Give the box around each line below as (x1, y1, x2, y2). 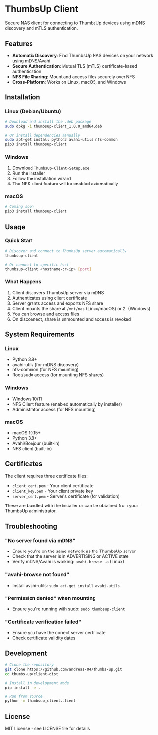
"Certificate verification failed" (5, 618, 82, 625)
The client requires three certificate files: (5, 473, 88, 479)
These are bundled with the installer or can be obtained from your (5, 503, 139, 508)
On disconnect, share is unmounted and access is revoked (12, 316, 131, 322)
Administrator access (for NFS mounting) (12, 406, 96, 412)
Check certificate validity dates (12, 635, 76, 641)
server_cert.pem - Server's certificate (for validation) (12, 493, 120, 499)
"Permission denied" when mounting (5, 595, 96, 601)
